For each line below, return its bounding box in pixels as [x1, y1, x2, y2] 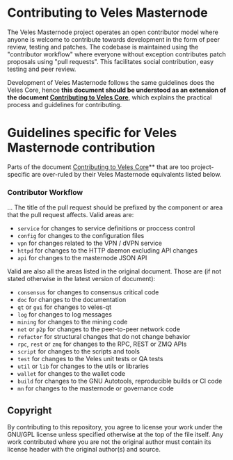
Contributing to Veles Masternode [7, 5, 208, 21]
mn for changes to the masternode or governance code [17, 384, 174, 392]
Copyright [7, 404, 52, 416]
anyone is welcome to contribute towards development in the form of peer [7, 35, 220, 43]
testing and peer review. [7, 65, 77, 73]
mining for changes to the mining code [17, 318, 128, 326]
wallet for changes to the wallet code [17, 370, 126, 378]
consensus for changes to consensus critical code [17, 288, 159, 296]
